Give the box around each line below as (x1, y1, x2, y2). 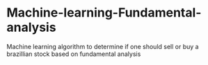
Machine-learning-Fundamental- (6, 5, 202, 21)
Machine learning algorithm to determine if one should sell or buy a (6, 42, 199, 50)
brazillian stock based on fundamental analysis (6, 50, 141, 58)
